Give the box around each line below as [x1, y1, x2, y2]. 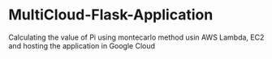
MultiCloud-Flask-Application [8, 6, 214, 24]
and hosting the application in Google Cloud [8, 40, 156, 50]
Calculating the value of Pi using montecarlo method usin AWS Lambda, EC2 [8, 32, 265, 42]
